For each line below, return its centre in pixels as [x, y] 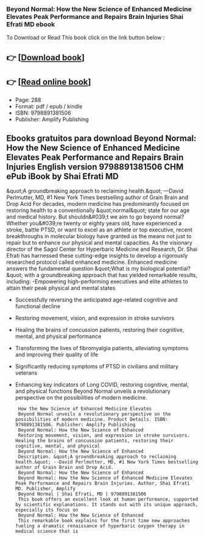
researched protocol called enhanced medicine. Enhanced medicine [92, 262]
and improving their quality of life [57, 354]
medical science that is [47, 532]
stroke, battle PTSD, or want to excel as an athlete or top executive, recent [100, 230]
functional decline [38, 306]
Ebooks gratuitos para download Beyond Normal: [101, 138]
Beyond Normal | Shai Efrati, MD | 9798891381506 [82, 494]
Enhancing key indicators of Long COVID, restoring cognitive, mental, [102, 385]
